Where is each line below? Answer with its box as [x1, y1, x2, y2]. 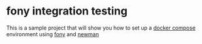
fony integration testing [6, 4, 128, 18]
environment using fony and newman [6, 30, 99, 37]
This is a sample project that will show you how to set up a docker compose [6, 24, 196, 31]
